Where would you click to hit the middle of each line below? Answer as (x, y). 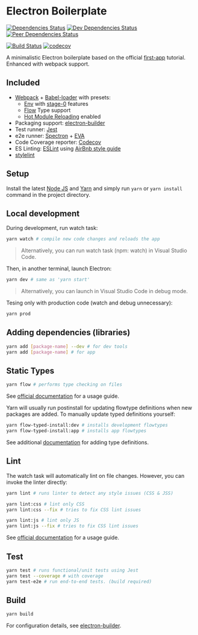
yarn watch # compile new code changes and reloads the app (83, 239)
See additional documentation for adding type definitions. (78, 442)
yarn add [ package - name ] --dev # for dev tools (67, 346)
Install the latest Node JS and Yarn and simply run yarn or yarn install (94, 188)
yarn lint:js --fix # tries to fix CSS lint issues (72, 526)
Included (23, 83)
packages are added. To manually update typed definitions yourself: (91, 414)
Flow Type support (47, 110)
